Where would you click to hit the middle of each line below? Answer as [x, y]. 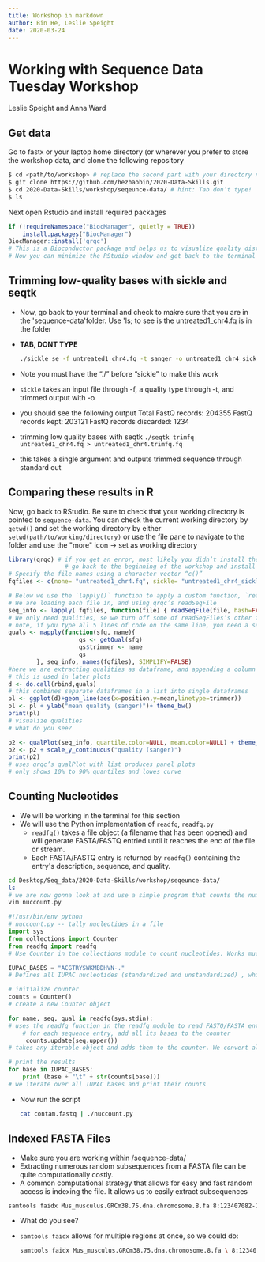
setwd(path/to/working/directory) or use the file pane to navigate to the [127, 536]
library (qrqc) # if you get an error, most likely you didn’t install [127, 559]
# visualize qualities [45, 721]
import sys [26, 932]
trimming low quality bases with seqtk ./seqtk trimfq [107, 437]
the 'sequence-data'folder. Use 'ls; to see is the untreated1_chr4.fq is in [136, 320]
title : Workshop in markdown [56, 15]
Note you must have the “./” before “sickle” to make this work [119, 373]
